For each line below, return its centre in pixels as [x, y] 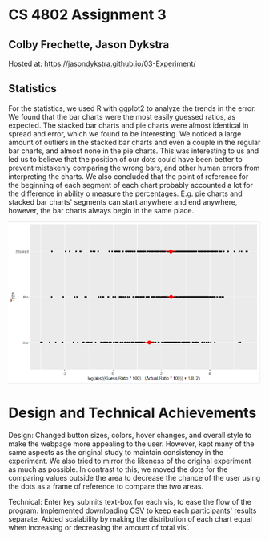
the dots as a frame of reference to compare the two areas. [106, 486]
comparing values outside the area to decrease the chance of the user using [134, 477]
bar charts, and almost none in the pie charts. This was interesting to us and [134, 151]
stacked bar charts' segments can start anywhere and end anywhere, [123, 201]
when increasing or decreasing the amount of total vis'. [99, 527]
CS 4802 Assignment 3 [87, 15]
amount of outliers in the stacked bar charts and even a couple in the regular [134, 142]
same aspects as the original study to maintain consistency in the [116, 452]
